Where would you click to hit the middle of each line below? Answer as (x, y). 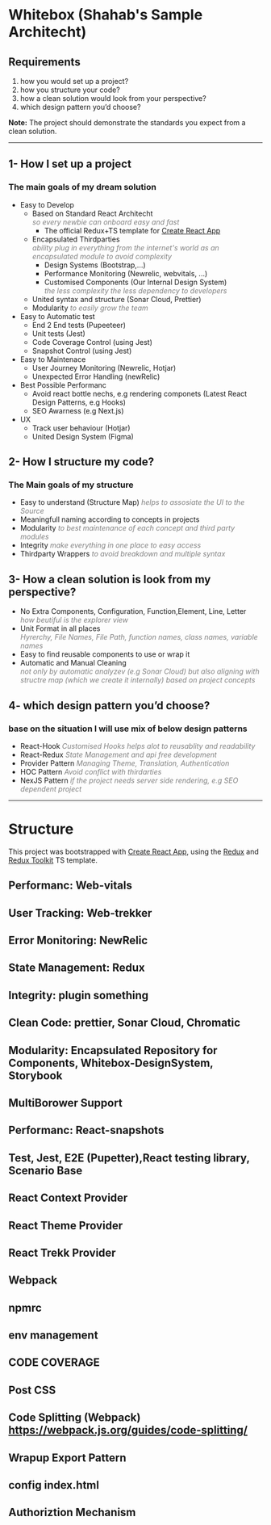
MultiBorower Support (65, 1103)
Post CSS (32, 1390)
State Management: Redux (77, 968)
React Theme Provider (66, 1225)
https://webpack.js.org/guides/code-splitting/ (128, 1430)
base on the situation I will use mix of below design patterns (128, 729)
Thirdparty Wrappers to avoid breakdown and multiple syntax (123, 554)
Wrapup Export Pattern (67, 1458)
